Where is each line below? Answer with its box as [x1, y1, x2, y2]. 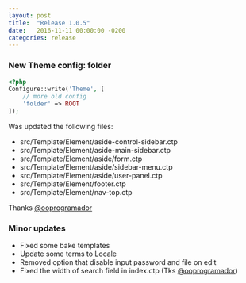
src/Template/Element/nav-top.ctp [19, 187, 133, 197]
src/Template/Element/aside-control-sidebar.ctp [19, 136, 179, 147]
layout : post [8, 11, 52, 20]
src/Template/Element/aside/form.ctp [19, 154, 143, 163]
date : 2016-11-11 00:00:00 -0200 [8, 26, 126, 34]
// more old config [22, 93, 87, 101]
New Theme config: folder [8, 60, 112, 71]
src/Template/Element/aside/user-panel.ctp [19, 170, 163, 180]
